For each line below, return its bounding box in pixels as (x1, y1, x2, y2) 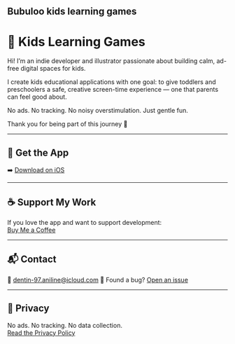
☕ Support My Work (7, 196, 97, 208)
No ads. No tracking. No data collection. (7, 321, 122, 329)
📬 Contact (7, 254, 57, 266)
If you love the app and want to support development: (7, 218, 162, 226)
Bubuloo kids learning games (7, 6, 137, 18)
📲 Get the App (7, 146, 69, 158)
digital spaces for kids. (20, 64, 86, 73)
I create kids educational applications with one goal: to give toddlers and (7, 78, 217, 86)
